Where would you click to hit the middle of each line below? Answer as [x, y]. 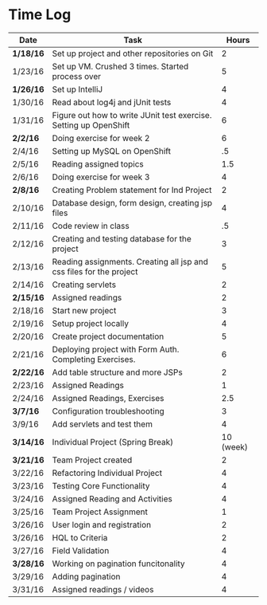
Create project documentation [108, 336]
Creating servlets [84, 285]
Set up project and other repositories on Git [133, 53]
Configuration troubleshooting [108, 411]
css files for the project [95, 271]
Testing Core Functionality [101, 485]
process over [77, 76]
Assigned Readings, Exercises [108, 398]
